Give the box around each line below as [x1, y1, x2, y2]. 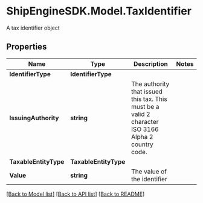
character [130, 117, 159, 126]
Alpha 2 [130, 132, 153, 141]
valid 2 [130, 110, 150, 118]
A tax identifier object [6, 24, 60, 31]
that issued [130, 87, 163, 95]
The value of [130, 167, 167, 176]
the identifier [130, 175, 167, 183]
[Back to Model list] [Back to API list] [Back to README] [6, 190, 145, 198]
